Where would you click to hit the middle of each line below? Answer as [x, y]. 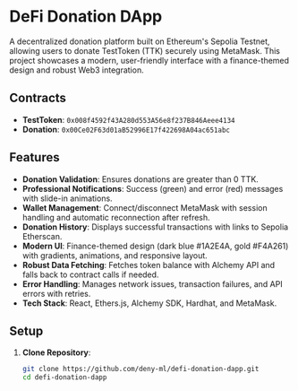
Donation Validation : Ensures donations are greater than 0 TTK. [140, 179]
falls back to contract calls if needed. [90, 274]
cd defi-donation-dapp [64, 378]
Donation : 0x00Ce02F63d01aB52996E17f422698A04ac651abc [126, 129]
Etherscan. [42, 236]
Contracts [38, 98]
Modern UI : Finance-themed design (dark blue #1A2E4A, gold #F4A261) [155, 246]
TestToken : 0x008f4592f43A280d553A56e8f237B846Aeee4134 [128, 119]
